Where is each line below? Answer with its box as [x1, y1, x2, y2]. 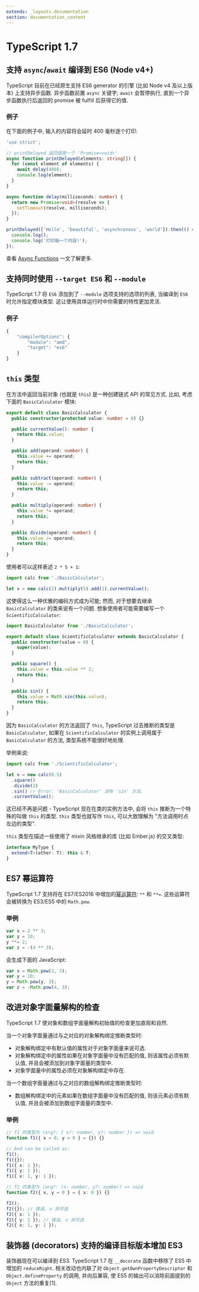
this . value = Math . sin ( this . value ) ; [17, 693, 108, 699]
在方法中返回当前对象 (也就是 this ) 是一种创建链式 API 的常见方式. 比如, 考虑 [6, 390, 192, 398]
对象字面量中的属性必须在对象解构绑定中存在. [14, 1066, 126, 1073]
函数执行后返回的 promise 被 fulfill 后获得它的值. [11, 96, 129, 104]
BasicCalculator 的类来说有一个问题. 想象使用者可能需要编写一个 [6, 604, 165, 612]
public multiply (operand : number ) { [11, 502, 102, 508]
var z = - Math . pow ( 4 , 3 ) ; [6, 984, 70, 990]
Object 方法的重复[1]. [6, 1280, 57, 1287]
